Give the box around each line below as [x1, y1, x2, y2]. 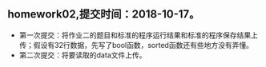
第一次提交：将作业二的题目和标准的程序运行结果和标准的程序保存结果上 [18, 30, 258, 40]
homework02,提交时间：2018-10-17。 [7, 7, 200, 22]
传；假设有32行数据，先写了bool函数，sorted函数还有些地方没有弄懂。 [18, 40, 254, 49]
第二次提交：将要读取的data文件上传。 [18, 50, 147, 60]
